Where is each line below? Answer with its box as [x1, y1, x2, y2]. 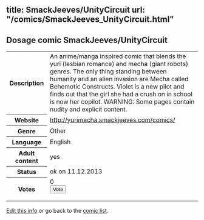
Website [14, 116, 39, 124]
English [49, 138, 71, 146]
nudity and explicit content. [49, 105, 127, 114]
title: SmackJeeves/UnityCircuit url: [6, 5, 146, 15]
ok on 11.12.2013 [49, 167, 103, 175]
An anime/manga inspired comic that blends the [49, 52, 186, 61]
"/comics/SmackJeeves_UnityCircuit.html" [6, 15, 174, 25]
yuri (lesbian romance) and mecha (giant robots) [49, 60, 188, 68]
